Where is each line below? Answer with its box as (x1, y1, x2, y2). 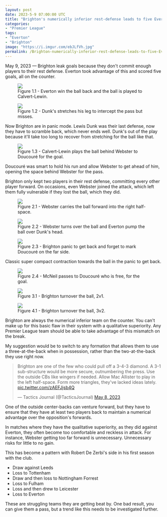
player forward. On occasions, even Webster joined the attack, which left (5, 183, 154, 190)
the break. (5, 333, 26, 339)
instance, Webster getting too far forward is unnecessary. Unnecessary (5, 435, 152, 441)
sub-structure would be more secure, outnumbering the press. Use (17, 368, 155, 374)
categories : (5, 21, 30, 26)
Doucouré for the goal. (17, 153, 64, 160)
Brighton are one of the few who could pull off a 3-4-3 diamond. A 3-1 (17, 363, 161, 369)
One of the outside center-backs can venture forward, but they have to (5, 404, 150, 410)
